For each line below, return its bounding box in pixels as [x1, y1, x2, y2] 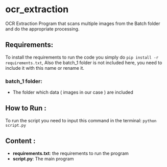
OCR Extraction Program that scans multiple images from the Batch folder [5, 20, 160, 26]
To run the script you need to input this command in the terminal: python [5, 117, 157, 123]
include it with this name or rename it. [5, 65, 84, 71]
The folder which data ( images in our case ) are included [12, 89, 134, 95]
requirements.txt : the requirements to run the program [12, 150, 129, 156]
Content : [5, 136, 36, 146]
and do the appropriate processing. [5, 25, 80, 32]
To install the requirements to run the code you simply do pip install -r [5, 54, 159, 60]
